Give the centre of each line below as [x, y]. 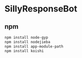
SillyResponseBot [41, 9]
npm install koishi [24, 51]
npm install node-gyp [26, 37]
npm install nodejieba [27, 42]
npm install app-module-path [34, 46]
